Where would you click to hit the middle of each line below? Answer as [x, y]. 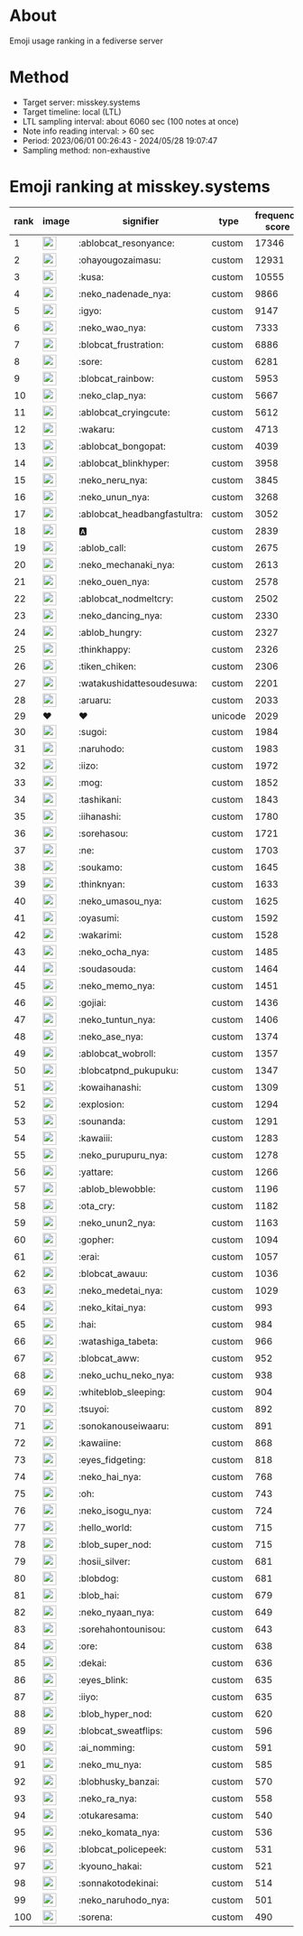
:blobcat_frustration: [121, 344]
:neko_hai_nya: [110, 1476]
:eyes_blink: [103, 1680]
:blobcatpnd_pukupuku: [128, 1070]
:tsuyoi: [94, 1409]
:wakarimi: [100, 935]
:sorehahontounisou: [122, 1629]
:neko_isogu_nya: [115, 1511]
